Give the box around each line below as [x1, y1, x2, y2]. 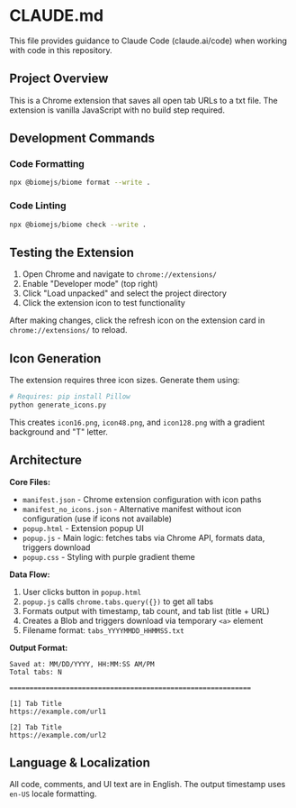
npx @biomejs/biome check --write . [9, 220, 147, 229]
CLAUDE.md [9, 5, 104, 26]
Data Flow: [9, 569, 50, 580]
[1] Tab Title [9, 699, 63, 708]
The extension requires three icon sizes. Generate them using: [9, 375, 240, 386]
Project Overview [9, 71, 109, 87]
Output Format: [9, 642, 68, 653]
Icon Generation [9, 351, 102, 366]
